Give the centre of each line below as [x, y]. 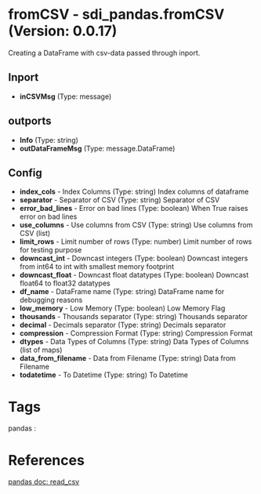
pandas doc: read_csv [44, 482]
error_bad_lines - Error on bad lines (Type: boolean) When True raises [134, 209]
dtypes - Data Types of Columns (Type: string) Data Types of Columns [134, 342]
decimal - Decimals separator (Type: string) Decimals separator [123, 325]
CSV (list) [35, 234]
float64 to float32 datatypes [65, 283]
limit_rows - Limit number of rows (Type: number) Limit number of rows [136, 242]
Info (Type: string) [49, 140]
